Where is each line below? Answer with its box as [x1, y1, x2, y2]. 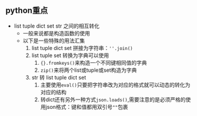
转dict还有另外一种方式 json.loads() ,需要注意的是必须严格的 [40, 96, 186, 103]
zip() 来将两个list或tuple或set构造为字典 [40, 67, 137, 74]
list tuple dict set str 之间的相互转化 [14, 22, 100, 29]
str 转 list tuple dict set [31, 74, 86, 81]
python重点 [5, 5, 48, 16]
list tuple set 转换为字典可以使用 [31, 52, 109, 59]
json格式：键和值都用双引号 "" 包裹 [45, 103, 128, 110]
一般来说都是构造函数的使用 [22, 29, 91, 37]
